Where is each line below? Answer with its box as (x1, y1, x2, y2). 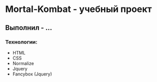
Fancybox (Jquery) (12, 71, 52, 77)
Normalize (12, 60, 34, 66)
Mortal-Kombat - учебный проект (5, 3, 152, 15)
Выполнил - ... (5, 23, 52, 32)
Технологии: (5, 38, 38, 45)
